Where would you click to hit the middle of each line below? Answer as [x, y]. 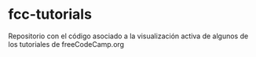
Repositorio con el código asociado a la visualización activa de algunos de [128, 36]
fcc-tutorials [50, 14]
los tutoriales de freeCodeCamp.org [66, 44]
